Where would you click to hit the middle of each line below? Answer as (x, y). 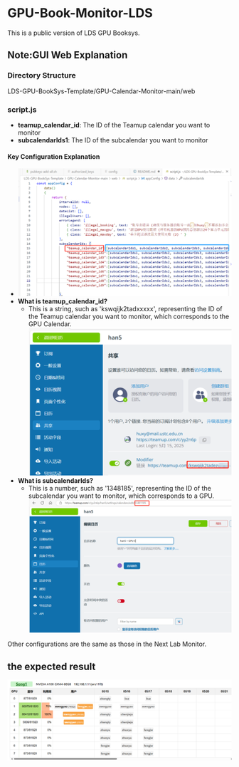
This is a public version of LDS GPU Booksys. (74, 33)
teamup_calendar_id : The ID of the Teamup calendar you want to (114, 125)
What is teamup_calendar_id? (63, 301)
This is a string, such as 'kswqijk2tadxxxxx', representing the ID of (125, 308)
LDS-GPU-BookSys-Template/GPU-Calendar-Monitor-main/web (101, 91)
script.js (22, 110)
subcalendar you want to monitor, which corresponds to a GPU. (121, 496)
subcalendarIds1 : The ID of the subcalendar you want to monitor (113, 140)
